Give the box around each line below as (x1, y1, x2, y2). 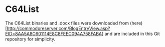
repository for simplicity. (5, 36, 56, 42)
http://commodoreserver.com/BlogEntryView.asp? (7, 25, 110, 31)
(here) (130, 20, 143, 26)
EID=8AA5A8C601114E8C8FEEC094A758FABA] (5, 30, 104, 36)
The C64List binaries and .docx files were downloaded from (5, 20, 129, 26)
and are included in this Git (104, 30, 160, 36)
